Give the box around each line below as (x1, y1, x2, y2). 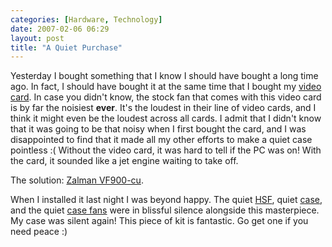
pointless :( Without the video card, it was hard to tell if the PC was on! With (10, 144, 322, 156)
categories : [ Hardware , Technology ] (10, 14, 163, 25)
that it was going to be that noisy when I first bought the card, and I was (10, 123, 307, 135)
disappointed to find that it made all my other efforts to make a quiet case (10, 134, 313, 146)
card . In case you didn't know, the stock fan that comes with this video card (10, 91, 322, 103)
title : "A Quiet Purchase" (10, 42, 123, 53)
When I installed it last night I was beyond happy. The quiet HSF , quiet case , (10, 194, 323, 206)
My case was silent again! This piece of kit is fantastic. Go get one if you (10, 215, 309, 227)
